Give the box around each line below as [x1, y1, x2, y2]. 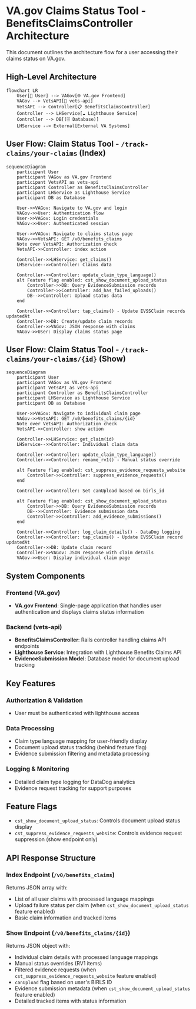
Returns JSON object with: [6, 942, 71, 950]
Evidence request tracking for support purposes [14, 785, 132, 792]
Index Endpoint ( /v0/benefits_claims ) [6, 871, 115, 879]
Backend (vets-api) [6, 623, 62, 631]
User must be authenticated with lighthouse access [14, 710, 139, 717]
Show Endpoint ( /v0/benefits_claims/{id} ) [6, 929, 131, 937]
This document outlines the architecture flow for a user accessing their [6, 48, 178, 55]
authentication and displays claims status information [14, 608, 144, 616]
